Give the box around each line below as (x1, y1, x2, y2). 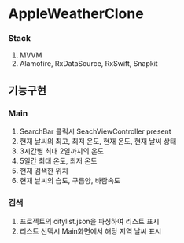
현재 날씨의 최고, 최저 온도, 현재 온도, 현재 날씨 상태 (19, 137, 177, 146)
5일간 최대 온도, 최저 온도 (19, 156, 98, 166)
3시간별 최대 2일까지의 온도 (19, 146, 105, 156)
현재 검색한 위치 (19, 166, 68, 175)
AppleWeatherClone (8, 5, 144, 23)
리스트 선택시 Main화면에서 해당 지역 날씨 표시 (19, 226, 162, 236)
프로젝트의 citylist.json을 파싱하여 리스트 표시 (19, 217, 160, 226)
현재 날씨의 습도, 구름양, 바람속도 (19, 176, 120, 186)
